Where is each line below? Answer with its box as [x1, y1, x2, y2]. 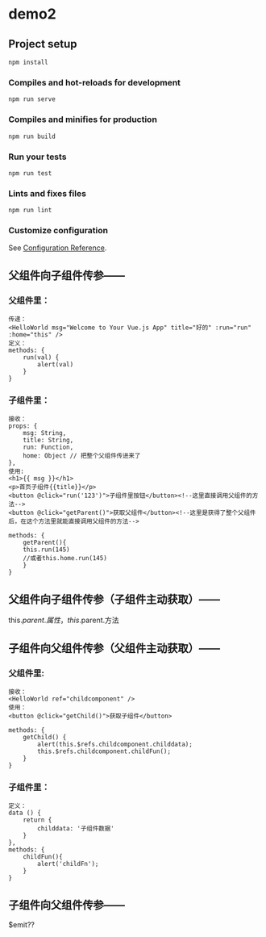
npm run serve [8, 95, 56, 103]
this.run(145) [23, 546, 70, 554]
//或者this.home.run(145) [23, 554, 107, 563]
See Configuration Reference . [8, 243, 107, 253]
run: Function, [23, 443, 74, 452]
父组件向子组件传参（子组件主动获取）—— [8, 592, 220, 606]
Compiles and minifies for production [8, 114, 157, 125]
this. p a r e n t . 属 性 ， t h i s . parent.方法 [8, 615, 119, 625]
